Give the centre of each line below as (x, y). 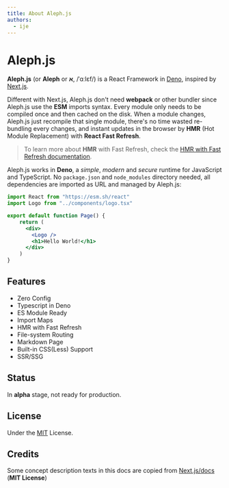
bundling (19, 129)
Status (22, 378)
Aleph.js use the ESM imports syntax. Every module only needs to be (104, 107)
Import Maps (35, 320)
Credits (23, 454)
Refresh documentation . (58, 157)
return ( (32, 222)
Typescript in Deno (44, 305)
